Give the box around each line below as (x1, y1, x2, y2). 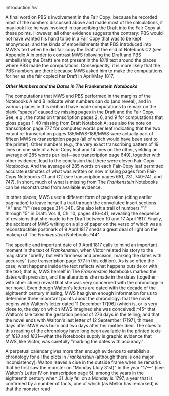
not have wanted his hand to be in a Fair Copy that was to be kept (5, 35, 142, 42)
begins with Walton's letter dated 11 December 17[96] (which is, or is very (5, 301, 158, 307)
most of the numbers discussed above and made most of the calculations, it (5, 20, 163, 25)
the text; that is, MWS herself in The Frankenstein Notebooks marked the (5, 268, 157, 274)
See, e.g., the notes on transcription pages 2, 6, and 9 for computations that (5, 114, 163, 121)
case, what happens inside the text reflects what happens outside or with (5, 263, 158, 269)
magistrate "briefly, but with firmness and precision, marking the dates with (5, 253, 162, 258)
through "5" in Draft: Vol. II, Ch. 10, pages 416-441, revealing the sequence (5, 210, 160, 216)
